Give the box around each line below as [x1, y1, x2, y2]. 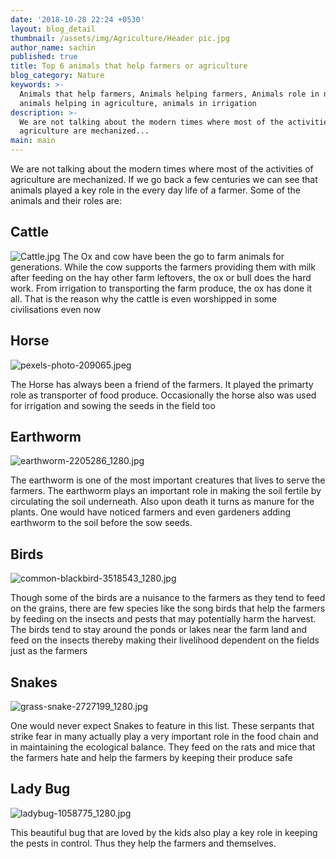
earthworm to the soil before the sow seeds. [10, 517, 193, 529]
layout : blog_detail [10, 24, 97, 34]
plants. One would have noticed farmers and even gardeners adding [10, 506, 292, 518]
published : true [10, 52, 78, 62]
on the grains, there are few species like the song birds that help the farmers [10, 602, 326, 615]
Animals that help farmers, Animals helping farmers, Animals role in [19, 89, 320, 99]
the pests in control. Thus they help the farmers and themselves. [10, 837, 277, 849]
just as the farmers [10, 645, 88, 657]
